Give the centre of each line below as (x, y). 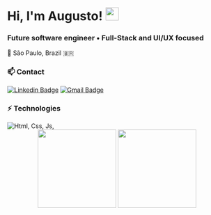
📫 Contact (26, 72)
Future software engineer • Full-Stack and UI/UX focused (105, 38)
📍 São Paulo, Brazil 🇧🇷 (41, 53)
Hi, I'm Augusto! (55, 16)
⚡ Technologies (34, 108)
